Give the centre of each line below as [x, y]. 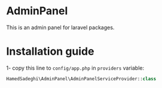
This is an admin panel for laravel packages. [60, 27]
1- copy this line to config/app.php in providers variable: [75, 68]
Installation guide [50, 51]
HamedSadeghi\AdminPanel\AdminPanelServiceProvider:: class [81, 78]
